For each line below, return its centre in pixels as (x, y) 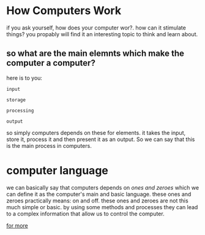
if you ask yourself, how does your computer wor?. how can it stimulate (96, 28)
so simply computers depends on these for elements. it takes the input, (96, 133)
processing (20, 110)
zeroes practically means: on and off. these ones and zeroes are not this (97, 201)
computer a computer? (51, 63)
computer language (57, 170)
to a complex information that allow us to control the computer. (85, 214)
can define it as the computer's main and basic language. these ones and (99, 194)
